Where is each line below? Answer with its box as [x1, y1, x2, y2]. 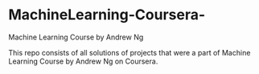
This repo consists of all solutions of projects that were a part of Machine [8, 47, 251, 57]
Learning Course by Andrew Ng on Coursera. [8, 56, 158, 66]
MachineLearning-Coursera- [8, 6, 206, 24]
